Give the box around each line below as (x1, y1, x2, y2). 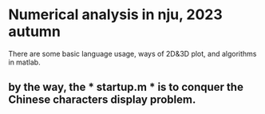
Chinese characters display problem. (8, 93, 196, 107)
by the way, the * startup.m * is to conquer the (8, 81, 243, 94)
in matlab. (8, 57, 42, 67)
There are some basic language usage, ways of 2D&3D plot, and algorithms (8, 49, 257, 58)
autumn (8, 22, 61, 41)
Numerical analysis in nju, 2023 (8, 6, 223, 24)
